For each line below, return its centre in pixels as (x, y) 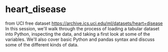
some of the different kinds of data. (42, 44)
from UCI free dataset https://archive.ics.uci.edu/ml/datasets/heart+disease (84, 23)
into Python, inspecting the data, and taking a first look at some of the (78, 34)
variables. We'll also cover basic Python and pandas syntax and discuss (80, 39)
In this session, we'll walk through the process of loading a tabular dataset (82, 28)
